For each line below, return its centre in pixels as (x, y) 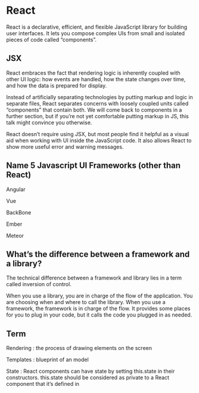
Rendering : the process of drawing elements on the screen (79, 348)
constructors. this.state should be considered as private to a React (88, 377)
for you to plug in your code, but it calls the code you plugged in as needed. (99, 315)
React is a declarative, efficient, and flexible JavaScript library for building (97, 27)
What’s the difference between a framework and (98, 254)
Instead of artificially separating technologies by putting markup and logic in (100, 97)
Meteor (15, 235)
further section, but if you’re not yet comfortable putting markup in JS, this (97, 116)
